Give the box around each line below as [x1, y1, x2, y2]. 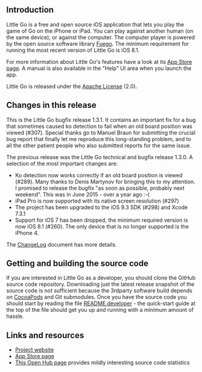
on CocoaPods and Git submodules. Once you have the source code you [6, 294, 187, 301]
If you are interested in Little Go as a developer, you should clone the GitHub [6, 274, 196, 282]
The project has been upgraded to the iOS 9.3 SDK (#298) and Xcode [14, 203, 188, 210]
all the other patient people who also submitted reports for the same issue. [6, 142, 192, 149]
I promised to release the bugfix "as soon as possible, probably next [14, 184, 185, 192]
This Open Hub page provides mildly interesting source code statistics [14, 359, 190, 367]
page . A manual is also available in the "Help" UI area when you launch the [6, 65, 192, 72]
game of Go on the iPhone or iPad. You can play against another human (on [6, 27, 194, 34]
